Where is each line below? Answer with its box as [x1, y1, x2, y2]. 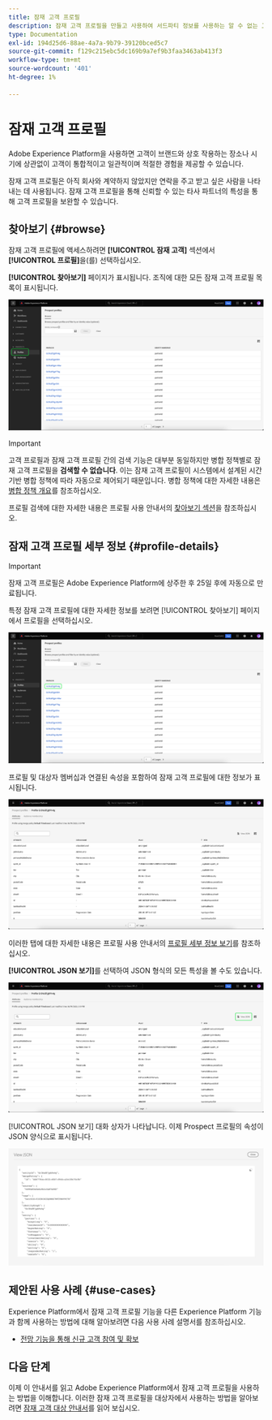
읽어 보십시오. [96, 1403, 140, 1413]
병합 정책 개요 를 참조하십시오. [8, 486, 102, 495]
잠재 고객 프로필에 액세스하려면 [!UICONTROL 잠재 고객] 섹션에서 [8, 245, 216, 255]
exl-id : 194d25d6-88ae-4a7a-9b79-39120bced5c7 [8, 39, 168, 47]
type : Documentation [8, 30, 79, 38]
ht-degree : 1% [8, 73, 57, 81]
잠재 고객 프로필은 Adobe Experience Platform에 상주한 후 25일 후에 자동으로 [8, 578, 255, 588]
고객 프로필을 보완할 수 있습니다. [16, 196, 119, 206]
